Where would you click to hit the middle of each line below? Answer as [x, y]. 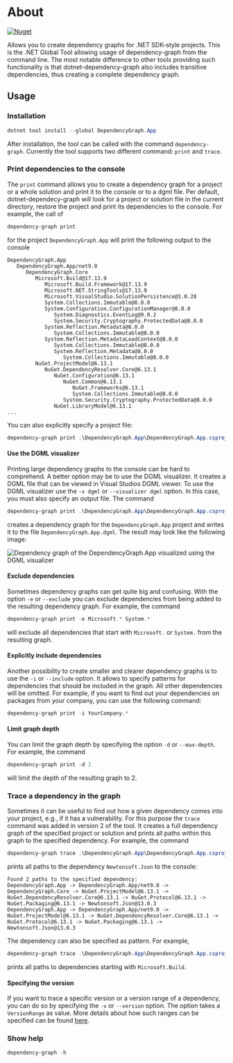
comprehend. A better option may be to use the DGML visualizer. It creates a [116, 476]
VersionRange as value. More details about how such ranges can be [103, 1013]
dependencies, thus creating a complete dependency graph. [94, 74]
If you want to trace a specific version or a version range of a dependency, [114, 998]
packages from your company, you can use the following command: [104, 700]
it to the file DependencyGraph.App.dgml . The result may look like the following [116, 532]
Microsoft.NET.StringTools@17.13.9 [96, 290]
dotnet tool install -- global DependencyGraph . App [82, 130]
